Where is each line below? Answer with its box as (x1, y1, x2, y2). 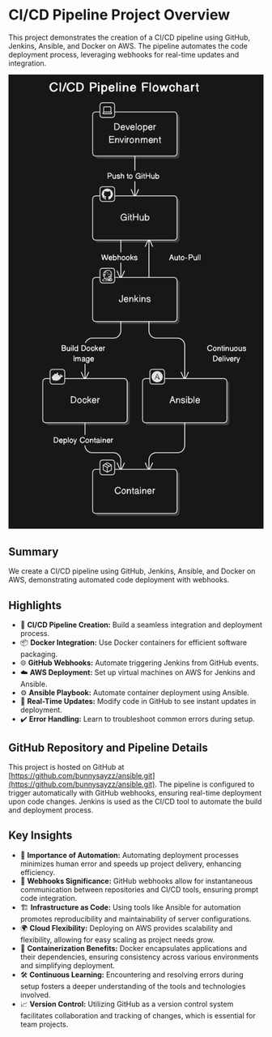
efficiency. (19, 867, 55, 877)
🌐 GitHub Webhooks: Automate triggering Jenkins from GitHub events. (19, 658, 259, 668)
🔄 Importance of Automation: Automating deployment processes (19, 850, 239, 860)
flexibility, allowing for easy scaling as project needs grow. (19, 934, 215, 945)
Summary (8, 544, 59, 558)
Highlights (8, 598, 62, 612)
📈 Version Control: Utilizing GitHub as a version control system (19, 999, 234, 1009)
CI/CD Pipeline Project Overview (8, 6, 231, 24)
